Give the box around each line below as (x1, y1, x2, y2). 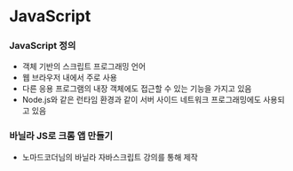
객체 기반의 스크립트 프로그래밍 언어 (21, 61, 146, 72)
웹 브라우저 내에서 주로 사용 (21, 73, 118, 83)
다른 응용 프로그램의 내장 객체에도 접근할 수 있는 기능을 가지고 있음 (21, 83, 252, 94)
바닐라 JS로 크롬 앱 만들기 (9, 130, 114, 143)
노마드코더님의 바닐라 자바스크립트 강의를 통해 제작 (21, 152, 198, 162)
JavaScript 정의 (9, 40, 76, 52)
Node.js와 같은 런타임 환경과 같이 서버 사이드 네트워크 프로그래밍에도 (21, 95, 262, 105)
